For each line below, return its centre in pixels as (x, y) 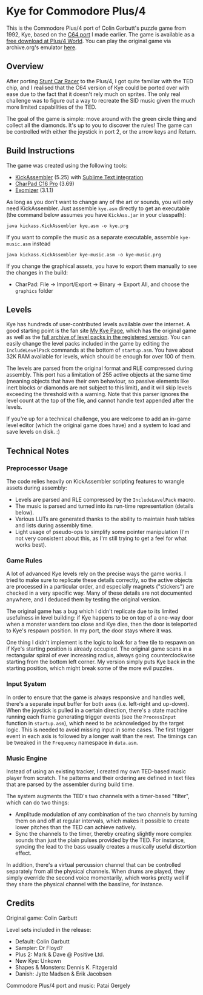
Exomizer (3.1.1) (34, 190)
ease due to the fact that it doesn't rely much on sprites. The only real (93, 94)
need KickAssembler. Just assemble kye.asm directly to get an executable (98, 208)
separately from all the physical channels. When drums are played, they (96, 871)
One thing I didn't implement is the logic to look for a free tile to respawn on (101, 643)
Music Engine (27, 758)
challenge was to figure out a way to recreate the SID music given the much (101, 100)
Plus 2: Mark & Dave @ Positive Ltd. (60, 954)
